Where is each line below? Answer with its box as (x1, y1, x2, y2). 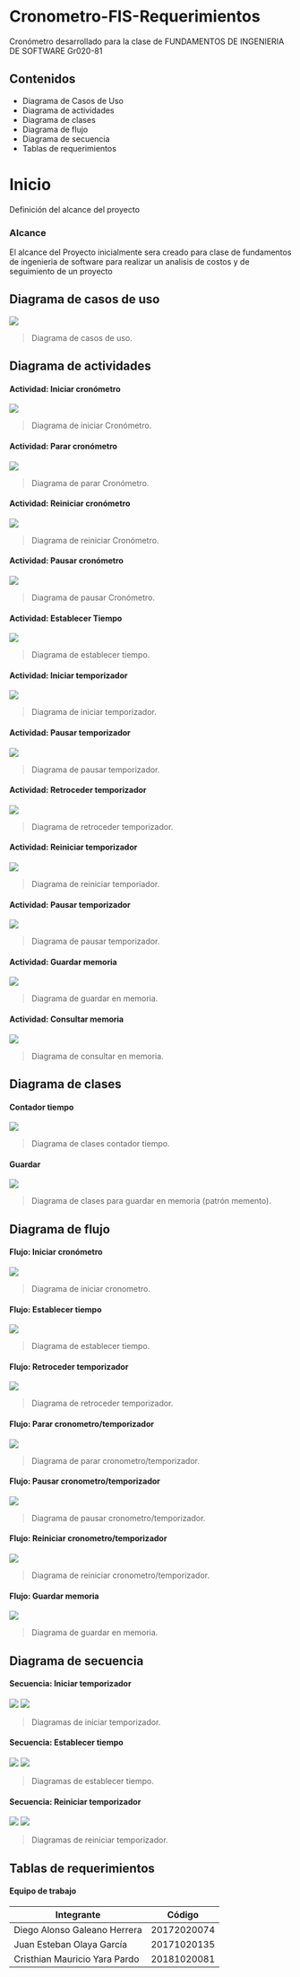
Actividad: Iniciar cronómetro (9, 383, 121, 394)
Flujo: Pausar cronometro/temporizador (9, 1476, 161, 1486)
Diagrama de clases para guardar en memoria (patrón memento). (30, 1196, 271, 1206)
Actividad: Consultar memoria (9, 1014, 124, 1024)
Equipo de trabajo (9, 1886, 77, 1896)
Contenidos (9, 72, 76, 87)
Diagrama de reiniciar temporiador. (30, 879, 160, 890)
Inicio (9, 174, 52, 195)
